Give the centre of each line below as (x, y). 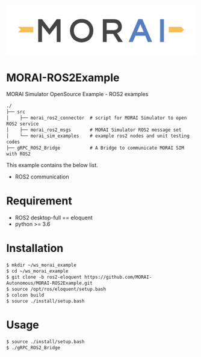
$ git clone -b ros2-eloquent (44, 277)
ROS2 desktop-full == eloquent (54, 218)
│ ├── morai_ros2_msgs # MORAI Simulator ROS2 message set (94, 130)
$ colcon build (25, 295)
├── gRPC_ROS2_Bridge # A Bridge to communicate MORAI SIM (95, 148)
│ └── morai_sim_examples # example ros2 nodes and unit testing (98, 136)
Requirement (39, 201)
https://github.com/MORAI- (118, 277)
